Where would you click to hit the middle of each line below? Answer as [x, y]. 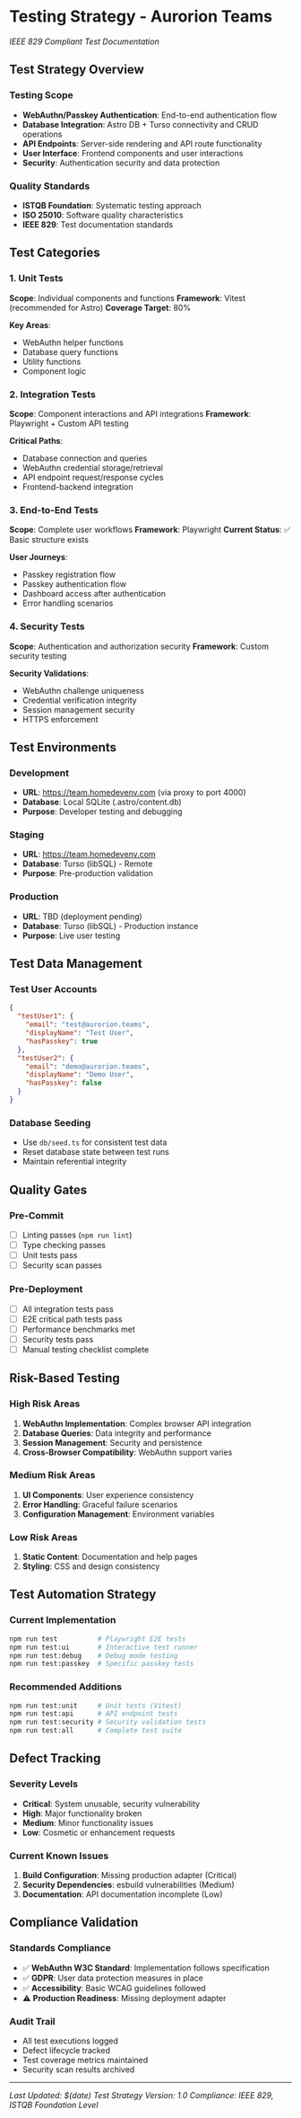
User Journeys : [39, 557]
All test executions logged [70, 2041]
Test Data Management [76, 964]
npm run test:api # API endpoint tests [94, 1714]
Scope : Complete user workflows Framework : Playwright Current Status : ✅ [150, 530]
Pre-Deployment [46, 1289]
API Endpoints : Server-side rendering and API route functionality [142, 143]
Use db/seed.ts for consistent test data [95, 1142]
